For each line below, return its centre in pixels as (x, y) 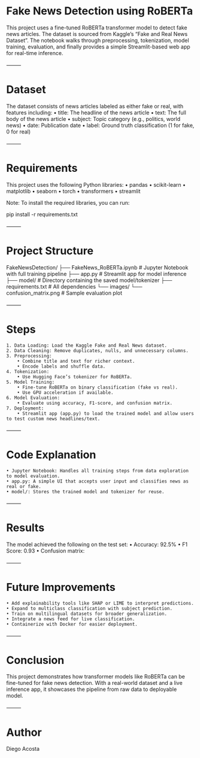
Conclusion (35, 660)
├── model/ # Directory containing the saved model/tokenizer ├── (89, 280)
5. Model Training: (31, 382)
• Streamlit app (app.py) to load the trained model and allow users (106, 413)
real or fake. (24, 486)
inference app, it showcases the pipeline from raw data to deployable (92, 689)
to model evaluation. (33, 476)
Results (25, 527)
